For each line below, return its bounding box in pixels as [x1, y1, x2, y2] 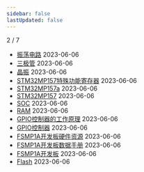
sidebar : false [6, 10, 51, 17]
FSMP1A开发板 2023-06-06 [16, 149, 97, 157]
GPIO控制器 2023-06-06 [16, 123, 88, 132]
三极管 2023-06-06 [16, 58, 74, 67]
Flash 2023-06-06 [16, 157, 70, 166]
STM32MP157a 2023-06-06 [16, 84, 98, 93]
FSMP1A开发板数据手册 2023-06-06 [16, 141, 121, 149]
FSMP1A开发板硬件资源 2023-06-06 [16, 132, 121, 140]
